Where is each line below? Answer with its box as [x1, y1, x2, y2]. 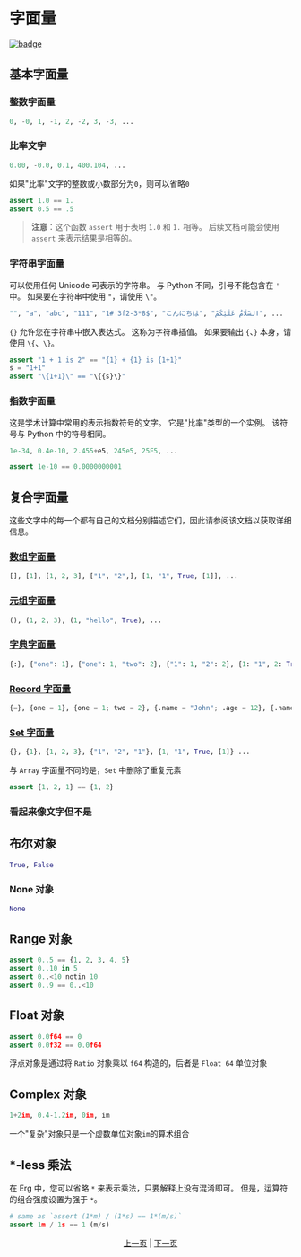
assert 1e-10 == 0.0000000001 [9, 462, 123, 471]
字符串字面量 [9, 258, 65, 270]
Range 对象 [9, 931, 73, 946]
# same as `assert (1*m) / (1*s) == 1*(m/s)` [9, 1211, 182, 1221]
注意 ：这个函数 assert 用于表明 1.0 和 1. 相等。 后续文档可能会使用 [30, 222, 280, 233]
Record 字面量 [9, 682, 72, 695]
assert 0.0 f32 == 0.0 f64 [9, 1041, 102, 1050]
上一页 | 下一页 [123, 1237, 178, 1248]
